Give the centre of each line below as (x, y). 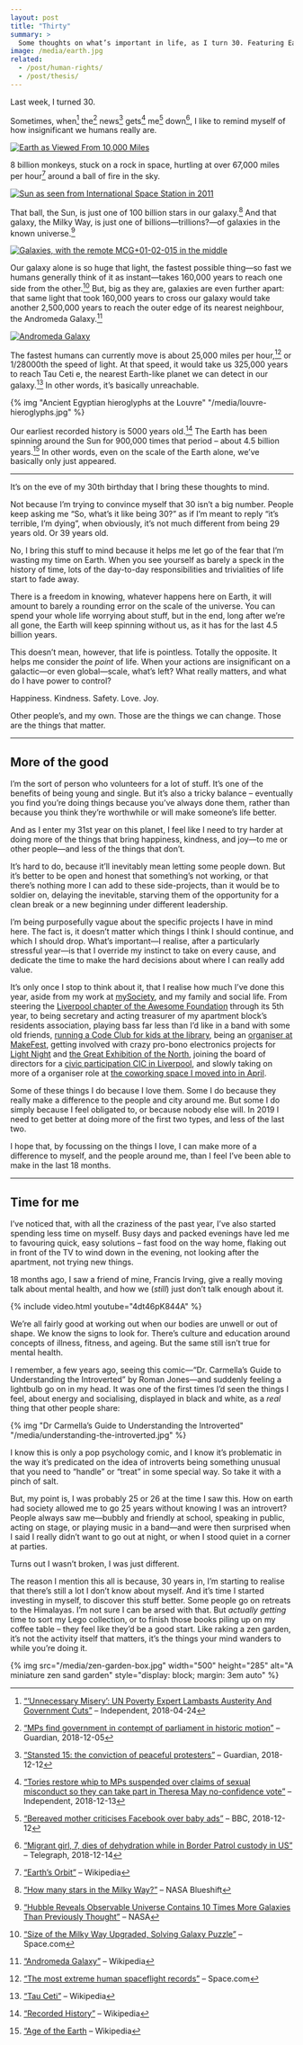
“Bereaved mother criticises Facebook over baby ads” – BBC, (137, 1818)
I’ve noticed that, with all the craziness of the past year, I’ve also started (143, 1223)
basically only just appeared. (63, 461)
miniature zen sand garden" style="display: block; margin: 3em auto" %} (145, 1674)
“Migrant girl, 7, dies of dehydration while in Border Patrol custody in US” (158, 1845)
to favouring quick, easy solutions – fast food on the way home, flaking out (148, 1243)
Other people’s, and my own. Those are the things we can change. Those (146, 716)
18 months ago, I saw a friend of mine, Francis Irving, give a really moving (146, 1279)
